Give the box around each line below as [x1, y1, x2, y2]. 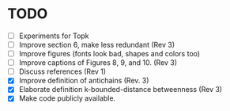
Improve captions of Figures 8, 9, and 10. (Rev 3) [18, 58, 178, 67]
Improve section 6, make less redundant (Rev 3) [18, 40, 175, 49]
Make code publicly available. [18, 94, 116, 103]
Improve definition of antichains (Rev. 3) [18, 76, 149, 86]
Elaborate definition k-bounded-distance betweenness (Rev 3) [18, 85, 223, 94]
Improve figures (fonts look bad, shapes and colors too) [18, 49, 201, 59]
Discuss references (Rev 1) [18, 67, 107, 76]
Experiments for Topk [18, 31, 89, 40]
